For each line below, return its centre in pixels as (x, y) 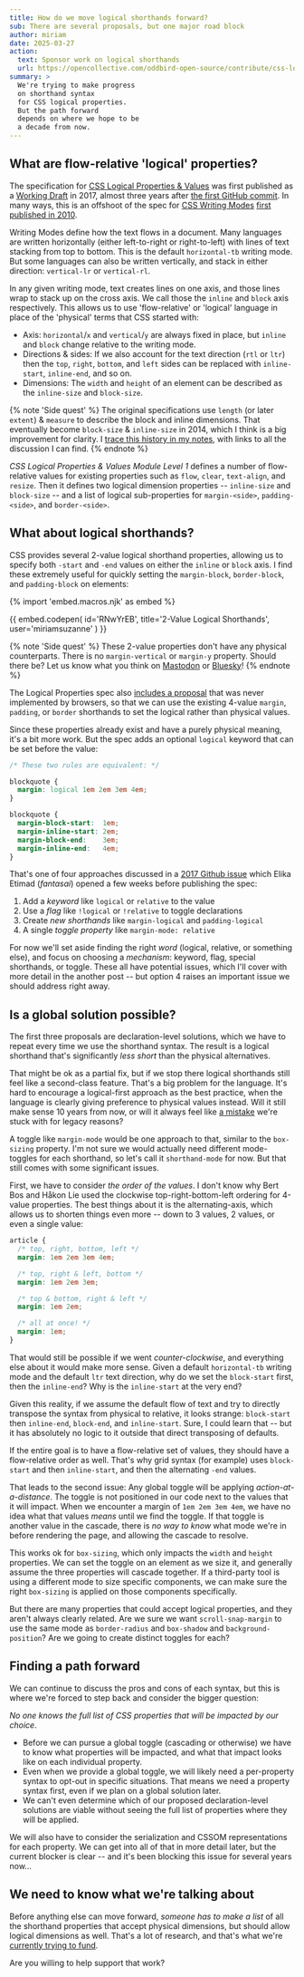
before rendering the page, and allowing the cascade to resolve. (129, 1535)
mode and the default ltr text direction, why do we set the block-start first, (152, 1376)
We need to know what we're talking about (132, 1895)
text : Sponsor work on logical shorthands (99, 60)
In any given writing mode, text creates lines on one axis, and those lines (145, 288)
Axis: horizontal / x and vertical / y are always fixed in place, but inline (154, 334)
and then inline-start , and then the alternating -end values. (144, 1470)
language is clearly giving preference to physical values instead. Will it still (148, 1103)
